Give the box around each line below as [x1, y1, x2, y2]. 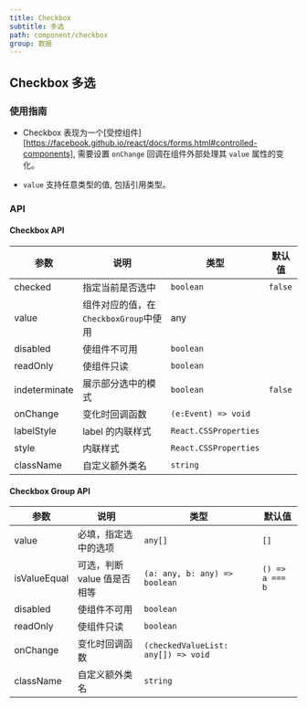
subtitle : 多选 [9, 22, 65, 31]
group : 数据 [9, 38, 52, 48]
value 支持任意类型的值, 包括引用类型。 [22, 179, 171, 190]
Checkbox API [9, 225, 65, 236]
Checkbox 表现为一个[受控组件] [22, 127, 142, 138]
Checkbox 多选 [9, 75, 96, 90]
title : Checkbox [9, 13, 71, 23]
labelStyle [14, 425, 57, 438]
